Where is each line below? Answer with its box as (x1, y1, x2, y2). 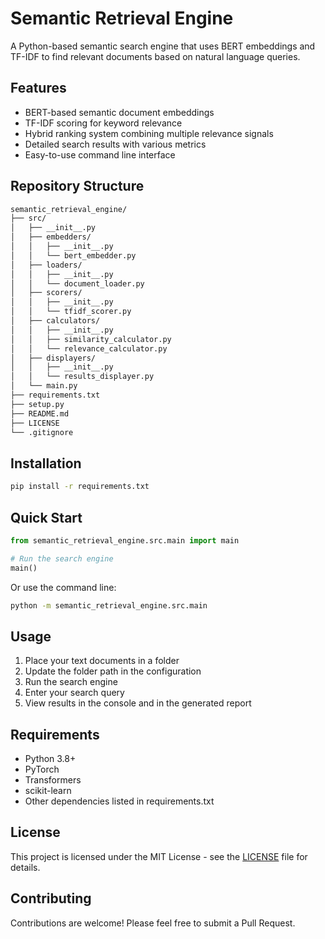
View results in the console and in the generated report (24, 697, 252, 709)
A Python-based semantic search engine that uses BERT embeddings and (10, 40, 316, 52)
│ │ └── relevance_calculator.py (10, 343, 168, 354)
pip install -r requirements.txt (10, 482, 150, 492)
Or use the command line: (10, 581, 117, 593)
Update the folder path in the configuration (24, 665, 202, 677)
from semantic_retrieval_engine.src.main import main (10, 535, 240, 546)
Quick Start (10, 509, 83, 526)
